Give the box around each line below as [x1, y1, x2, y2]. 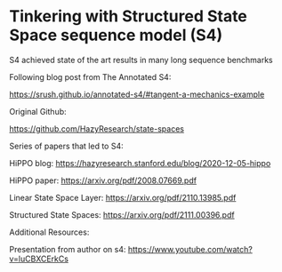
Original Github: [9, 106, 67, 116]
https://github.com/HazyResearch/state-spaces [9, 123, 185, 134]
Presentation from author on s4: [9, 244, 126, 254]
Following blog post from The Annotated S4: [9, 71, 172, 82]
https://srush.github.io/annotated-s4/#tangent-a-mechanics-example [9, 89, 265, 100]
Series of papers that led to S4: [9, 140, 124, 151]
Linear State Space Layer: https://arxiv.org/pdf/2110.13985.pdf [9, 192, 237, 203]
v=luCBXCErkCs [9, 253, 69, 264]
